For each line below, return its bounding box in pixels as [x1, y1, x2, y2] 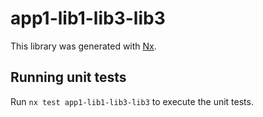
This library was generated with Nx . [10, 40, 157, 52]
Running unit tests [10, 69, 127, 86]
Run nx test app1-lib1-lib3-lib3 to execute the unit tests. [10, 95, 254, 107]
